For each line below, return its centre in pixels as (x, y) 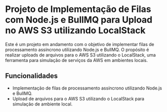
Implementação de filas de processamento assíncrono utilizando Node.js (87, 88)
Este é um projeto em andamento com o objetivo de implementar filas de (80, 44)
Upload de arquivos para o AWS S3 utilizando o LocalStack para (78, 98)
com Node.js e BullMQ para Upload (79, 20)
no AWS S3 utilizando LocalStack (75, 30)
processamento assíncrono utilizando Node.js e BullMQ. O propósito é (77, 49)
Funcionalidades (32, 76)
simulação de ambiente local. (42, 104)
